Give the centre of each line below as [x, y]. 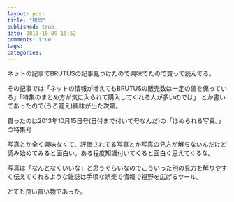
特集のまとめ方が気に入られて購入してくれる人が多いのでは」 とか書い [124, 97]
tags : [15, 46]
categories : [24, 53]
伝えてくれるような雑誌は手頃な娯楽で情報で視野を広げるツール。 [108, 176]
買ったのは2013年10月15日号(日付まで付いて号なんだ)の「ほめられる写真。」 [116, 120]
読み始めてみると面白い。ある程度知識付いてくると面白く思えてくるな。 [111, 153]
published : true [31, 27]
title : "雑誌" [27, 20]
